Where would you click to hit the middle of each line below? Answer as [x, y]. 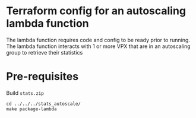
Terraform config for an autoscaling [96, 11]
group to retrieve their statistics [45, 52]
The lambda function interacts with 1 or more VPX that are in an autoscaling [99, 46]
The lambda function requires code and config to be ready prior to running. [98, 40]
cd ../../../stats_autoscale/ [44, 104]
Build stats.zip [25, 93]
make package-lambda [32, 109]
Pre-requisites [42, 77]
